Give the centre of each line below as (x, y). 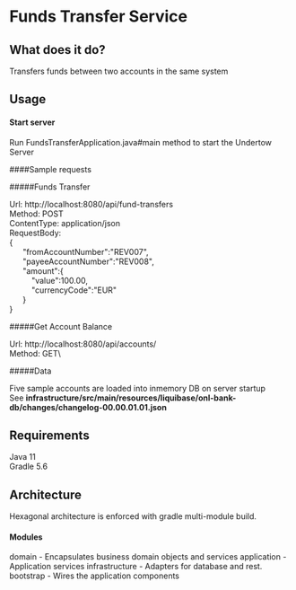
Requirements (49, 435)
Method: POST (37, 214)
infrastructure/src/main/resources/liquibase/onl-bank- (131, 398)
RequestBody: (35, 233)
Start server (32, 122)
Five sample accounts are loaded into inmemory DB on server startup (138, 388)
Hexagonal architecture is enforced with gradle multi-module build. (133, 516)
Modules (26, 537)
